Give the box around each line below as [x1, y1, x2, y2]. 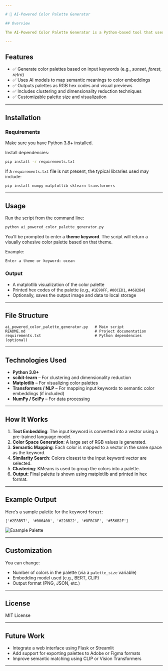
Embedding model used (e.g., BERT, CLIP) [12, 574, 99, 581]
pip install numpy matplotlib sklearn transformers [5, 183, 115, 188]
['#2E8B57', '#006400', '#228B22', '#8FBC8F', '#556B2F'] [5, 518, 128, 523]
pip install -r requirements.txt [5, 159, 75, 164]
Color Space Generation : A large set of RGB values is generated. [12, 439, 146, 445]
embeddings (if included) [12, 391, 65, 397]
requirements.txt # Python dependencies [5, 333, 142, 339]
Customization [5, 546, 52, 555]
